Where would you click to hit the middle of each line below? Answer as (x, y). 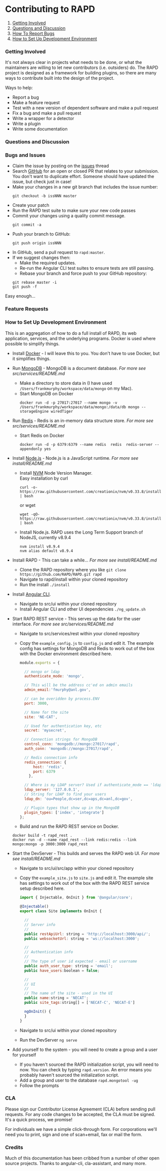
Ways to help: (19, 88)
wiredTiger (62, 411)
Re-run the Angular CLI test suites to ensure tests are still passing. (87, 268)
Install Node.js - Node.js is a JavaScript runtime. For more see (75, 458)
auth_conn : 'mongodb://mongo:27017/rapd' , (68, 749)
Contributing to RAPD (50, 9)
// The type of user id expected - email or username (81, 961)
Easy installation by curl (44, 478)
